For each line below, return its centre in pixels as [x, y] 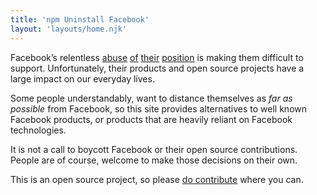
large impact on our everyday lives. [82, 78]
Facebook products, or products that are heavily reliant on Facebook [151, 119]
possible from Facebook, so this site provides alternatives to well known [158, 108]
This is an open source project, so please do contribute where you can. [157, 179]
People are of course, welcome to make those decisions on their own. [154, 160]
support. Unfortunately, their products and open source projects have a [157, 68]
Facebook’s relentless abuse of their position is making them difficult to [157, 57]
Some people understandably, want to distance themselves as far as [151, 98]
